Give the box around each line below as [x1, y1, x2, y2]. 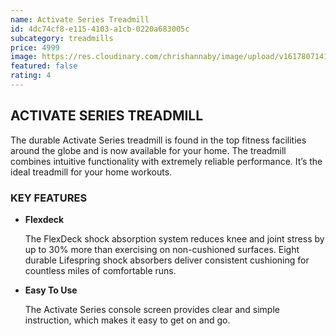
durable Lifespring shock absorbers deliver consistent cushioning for [24, 254, 310, 266]
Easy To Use [24, 284, 78, 296]
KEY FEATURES [10, 191, 88, 205]
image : [10, 52, 38, 62]
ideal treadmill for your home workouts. [10, 166, 173, 178]
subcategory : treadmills [10, 33, 114, 43]
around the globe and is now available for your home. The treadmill [10, 144, 287, 156]
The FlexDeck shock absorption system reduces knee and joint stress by [24, 232, 325, 245]
